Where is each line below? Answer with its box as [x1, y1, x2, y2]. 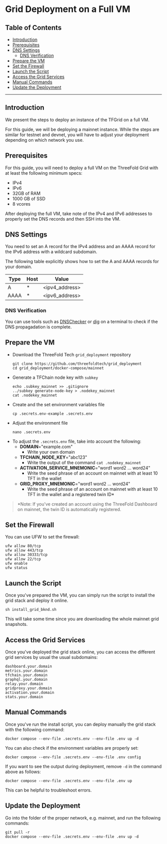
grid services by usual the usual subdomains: [5, 654, 98, 660]
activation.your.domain [5, 690, 55, 695]
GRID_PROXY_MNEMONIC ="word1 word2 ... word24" [19, 481, 131, 487]
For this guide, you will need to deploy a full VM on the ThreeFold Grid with [5, 165, 159, 171]
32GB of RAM [12, 190, 41, 196]
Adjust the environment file [12, 420, 68, 426]
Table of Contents [5, 23, 62, 32]
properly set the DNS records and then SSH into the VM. [5, 216, 121, 222]
